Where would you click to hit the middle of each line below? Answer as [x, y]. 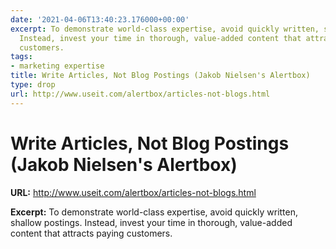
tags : [21, 57]
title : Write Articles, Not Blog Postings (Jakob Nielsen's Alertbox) [160, 76]
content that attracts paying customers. [91, 233]
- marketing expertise [57, 66]
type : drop [33, 85]
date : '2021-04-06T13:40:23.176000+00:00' [100, 19]
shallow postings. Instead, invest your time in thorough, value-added [151, 222]
